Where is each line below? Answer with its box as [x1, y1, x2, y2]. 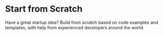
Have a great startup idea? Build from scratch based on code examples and [5, 19, 159, 25]
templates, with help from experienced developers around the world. [5, 24, 144, 30]
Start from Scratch [5, 3, 83, 15]
